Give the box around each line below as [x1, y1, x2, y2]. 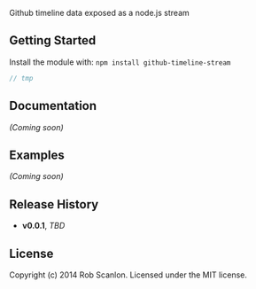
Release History [9, 197, 99, 212]
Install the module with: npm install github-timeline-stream [9, 57, 231, 67]
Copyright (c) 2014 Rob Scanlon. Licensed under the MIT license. [9, 269, 248, 280]
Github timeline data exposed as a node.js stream [9, 8, 190, 18]
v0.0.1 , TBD [21, 221, 66, 231]
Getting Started [9, 33, 97, 48]
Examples [9, 147, 65, 162]
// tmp [9, 74, 34, 82]
